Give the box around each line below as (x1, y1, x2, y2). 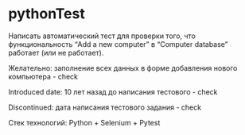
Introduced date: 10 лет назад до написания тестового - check (8, 87, 218, 96)
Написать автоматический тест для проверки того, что (8, 31, 196, 40)
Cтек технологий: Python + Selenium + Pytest (8, 118, 161, 127)
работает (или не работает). (8, 48, 104, 57)
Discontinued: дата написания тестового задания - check (8, 102, 201, 112)
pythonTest (8, 5, 85, 23)
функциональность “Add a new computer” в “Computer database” (8, 39, 228, 48)
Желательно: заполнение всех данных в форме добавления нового (8, 63, 238, 72)
